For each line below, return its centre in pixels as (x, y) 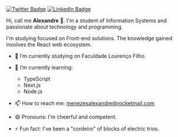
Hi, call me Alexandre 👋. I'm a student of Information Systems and (86, 20)
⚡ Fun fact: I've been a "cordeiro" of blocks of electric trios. (87, 129)
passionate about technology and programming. (65, 27)
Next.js (32, 85)
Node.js (33, 91)
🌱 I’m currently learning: (44, 67)
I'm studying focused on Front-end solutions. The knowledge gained (89, 38)
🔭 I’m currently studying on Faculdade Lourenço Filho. (80, 56)
